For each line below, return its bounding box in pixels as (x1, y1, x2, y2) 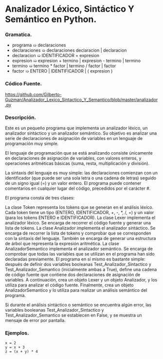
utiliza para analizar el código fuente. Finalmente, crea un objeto (5, 282, 134, 288)
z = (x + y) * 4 (5, 349, 38, 354)
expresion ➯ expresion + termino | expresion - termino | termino (12, 58, 141, 64)
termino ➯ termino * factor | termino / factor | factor (12, 63, 116, 69)
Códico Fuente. (5, 80, 42, 87)
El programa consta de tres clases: (5, 195, 75, 201)
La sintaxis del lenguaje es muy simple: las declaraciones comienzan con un (5, 170, 158, 176)
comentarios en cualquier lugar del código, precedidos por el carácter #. (5, 185, 151, 191)
